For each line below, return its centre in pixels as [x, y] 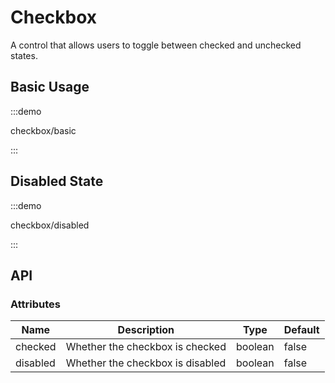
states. [24, 55]
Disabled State [57, 181]
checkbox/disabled [50, 225]
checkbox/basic [43, 130]
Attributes [35, 304]
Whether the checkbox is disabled [146, 363]
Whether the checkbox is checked [146, 347]
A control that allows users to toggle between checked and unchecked [156, 45]
